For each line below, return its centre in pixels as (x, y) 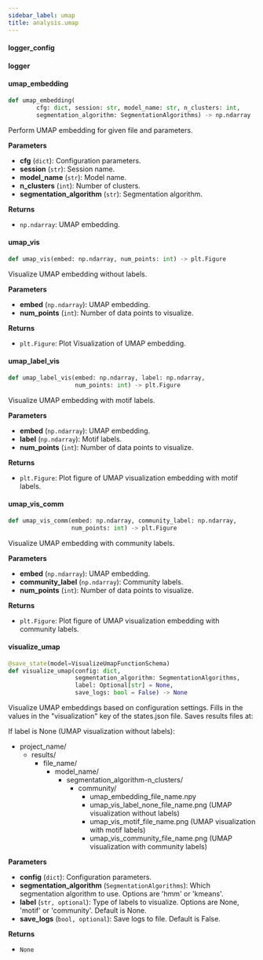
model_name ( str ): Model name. (73, 177)
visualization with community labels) (149, 847)
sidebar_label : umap (42, 15)
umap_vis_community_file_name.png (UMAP (161, 838)
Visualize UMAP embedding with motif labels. (82, 400)
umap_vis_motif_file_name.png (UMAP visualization (173, 822)
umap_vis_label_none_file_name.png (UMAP (161, 805)
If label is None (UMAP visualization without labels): (91, 731)
